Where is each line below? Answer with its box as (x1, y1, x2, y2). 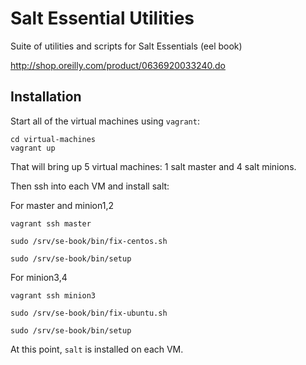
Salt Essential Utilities (10, 7, 195, 30)
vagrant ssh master (10, 218, 92, 229)
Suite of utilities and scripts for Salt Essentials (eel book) (10, 40, 243, 52)
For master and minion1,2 (10, 199, 114, 211)
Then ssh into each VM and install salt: (10, 180, 170, 192)
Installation (10, 88, 82, 106)
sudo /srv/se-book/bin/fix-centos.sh (10, 236, 168, 246)
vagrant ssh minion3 (10, 290, 97, 301)
